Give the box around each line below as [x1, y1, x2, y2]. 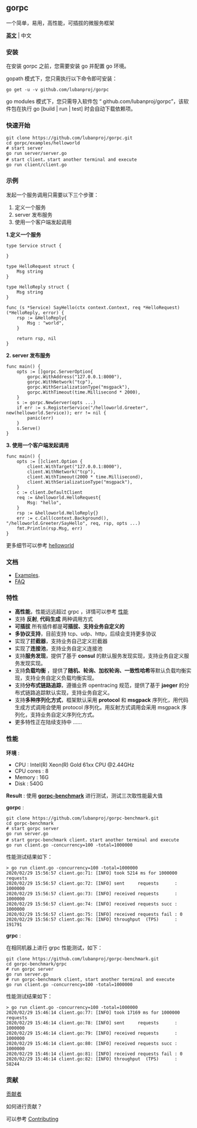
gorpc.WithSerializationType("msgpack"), [27, 384, 131, 390]
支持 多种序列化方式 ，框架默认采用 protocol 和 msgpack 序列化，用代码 [14, 696, 189, 704]
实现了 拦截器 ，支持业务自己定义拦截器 [14, 637, 108, 645]
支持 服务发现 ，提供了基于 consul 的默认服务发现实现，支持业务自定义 [14, 652, 184, 660]
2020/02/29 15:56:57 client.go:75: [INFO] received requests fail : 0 [6, 911, 183, 917]
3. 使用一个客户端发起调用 [6, 441, 69, 448]
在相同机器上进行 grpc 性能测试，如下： [6, 944, 103, 951]
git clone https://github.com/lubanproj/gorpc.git [6, 135, 133, 141]
